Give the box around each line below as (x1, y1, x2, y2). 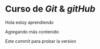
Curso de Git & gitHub (5, 3, 96, 15)
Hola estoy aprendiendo (5, 19, 54, 25)
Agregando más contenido (5, 29, 59, 34)
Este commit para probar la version (5, 38, 76, 44)
